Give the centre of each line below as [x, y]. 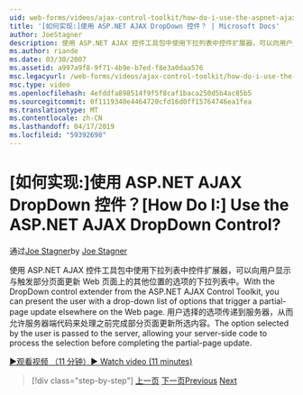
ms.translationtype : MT [54, 110]
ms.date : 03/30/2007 [48, 60]
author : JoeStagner [46, 34]
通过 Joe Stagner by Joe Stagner [69, 251]
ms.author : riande [44, 51]
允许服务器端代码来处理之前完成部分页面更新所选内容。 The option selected [149, 323]
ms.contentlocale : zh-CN [56, 118]
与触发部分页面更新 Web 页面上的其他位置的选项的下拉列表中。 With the [142, 281]
